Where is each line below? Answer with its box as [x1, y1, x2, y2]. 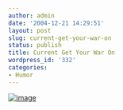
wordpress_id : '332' [8, 57, 77, 65]
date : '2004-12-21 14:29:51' [8, 19, 105, 27]
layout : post [8, 26, 52, 34]
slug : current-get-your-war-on [8, 33, 112, 42]
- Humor [8, 71, 34, 79]
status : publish [8, 41, 62, 49]
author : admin [8, 11, 56, 20]
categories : [8, 64, 48, 72]
